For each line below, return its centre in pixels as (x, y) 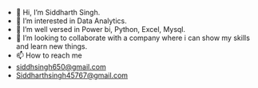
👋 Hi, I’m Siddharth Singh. (58, 12)
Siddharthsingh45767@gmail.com (72, 75)
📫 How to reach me (49, 55)
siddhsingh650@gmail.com (61, 67)
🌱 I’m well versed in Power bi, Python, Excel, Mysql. (101, 29)
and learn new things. (52, 46)
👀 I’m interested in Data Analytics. (71, 21)
